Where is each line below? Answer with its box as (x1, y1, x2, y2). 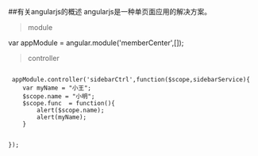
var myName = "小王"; (22, 84, 91, 92)
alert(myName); (37, 113, 87, 121)
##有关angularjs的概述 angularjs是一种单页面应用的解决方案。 (8, 7, 212, 16)
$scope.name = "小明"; (22, 93, 95, 101)
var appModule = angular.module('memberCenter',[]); (8, 38, 184, 48)
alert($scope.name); (37, 106, 105, 114)
